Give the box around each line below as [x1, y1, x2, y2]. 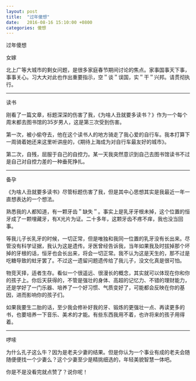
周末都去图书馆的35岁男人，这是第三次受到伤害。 [6, 119, 125, 126]
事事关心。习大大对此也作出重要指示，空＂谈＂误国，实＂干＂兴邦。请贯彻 [6, 74, 185, 81]
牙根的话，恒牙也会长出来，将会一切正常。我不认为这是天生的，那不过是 [16, 250, 190, 257]
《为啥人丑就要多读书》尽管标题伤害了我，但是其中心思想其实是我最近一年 [6, 188, 185, 196]
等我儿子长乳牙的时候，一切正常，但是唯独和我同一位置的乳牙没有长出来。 [6, 235, 185, 243]
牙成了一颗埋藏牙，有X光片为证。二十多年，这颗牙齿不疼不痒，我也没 [6, 216, 173, 223]
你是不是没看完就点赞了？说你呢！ [6, 369, 88, 376]
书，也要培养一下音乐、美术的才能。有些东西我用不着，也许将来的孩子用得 [6, 311, 185, 318]
